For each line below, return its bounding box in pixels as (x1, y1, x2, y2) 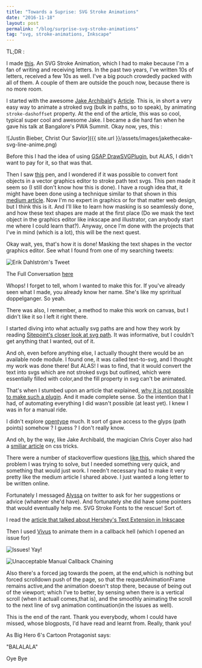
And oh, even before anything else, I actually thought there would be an (6, 349, 184, 357)
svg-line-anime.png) (6, 141, 57, 148)
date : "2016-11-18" (6, 15, 55, 21)
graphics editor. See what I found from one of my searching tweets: (6, 247, 174, 254)
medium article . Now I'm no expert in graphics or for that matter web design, (6, 197, 197, 204)
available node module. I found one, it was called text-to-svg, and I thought (6, 356, 193, 363)
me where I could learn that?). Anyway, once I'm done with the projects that (6, 222, 194, 230)
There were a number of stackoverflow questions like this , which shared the (6, 454, 195, 462)
